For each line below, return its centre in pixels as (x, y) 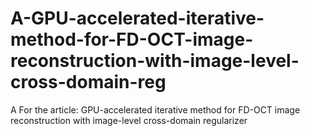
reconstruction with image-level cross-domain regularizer (129, 120)
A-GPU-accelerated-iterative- (137, 18)
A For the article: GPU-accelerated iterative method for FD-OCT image (155, 109)
